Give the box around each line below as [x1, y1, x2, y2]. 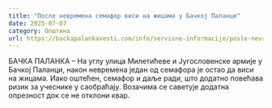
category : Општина [8, 27, 70, 35]
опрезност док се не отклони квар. [8, 90, 130, 101]
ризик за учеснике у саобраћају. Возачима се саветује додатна [8, 82, 229, 92]
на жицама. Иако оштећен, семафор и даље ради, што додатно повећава [8, 73, 264, 83]
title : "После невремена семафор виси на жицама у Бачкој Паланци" [8, 11, 241, 20]
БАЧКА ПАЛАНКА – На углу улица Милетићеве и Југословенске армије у [8, 56, 263, 66]
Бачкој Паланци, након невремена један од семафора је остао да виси [8, 65, 254, 75]
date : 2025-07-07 [8, 19, 67, 27]
